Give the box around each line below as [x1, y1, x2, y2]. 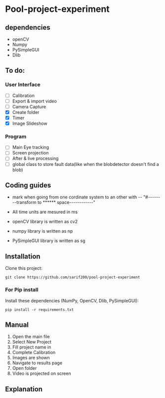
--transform [12, 199, 37, 205]
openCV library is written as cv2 [12, 219, 78, 225]
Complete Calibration [12, 349, 56, 355]
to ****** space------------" [37, 199, 95, 205]
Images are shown [12, 355, 50, 361]
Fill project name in [12, 344, 51, 350]
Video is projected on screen [12, 370, 71, 377]
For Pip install [5, 286, 39, 293]
